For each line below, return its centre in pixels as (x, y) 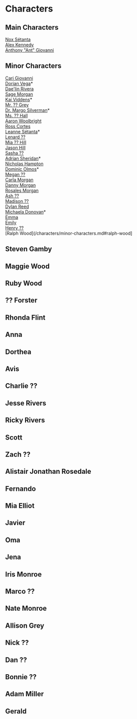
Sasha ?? (15, 153)
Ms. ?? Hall (17, 115)
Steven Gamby (29, 249)
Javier (15, 523)
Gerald (16, 711)
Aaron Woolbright (23, 121)
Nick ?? (17, 643)
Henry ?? (15, 228)
